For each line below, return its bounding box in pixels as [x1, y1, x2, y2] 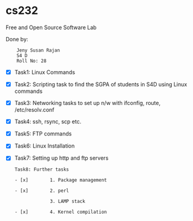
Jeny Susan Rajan [16, 47, 61, 53]
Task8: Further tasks [14, 166, 69, 173]
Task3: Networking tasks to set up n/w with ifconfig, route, [14, 100, 161, 107]
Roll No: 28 [16, 58, 47, 64]
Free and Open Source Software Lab [5, 24, 97, 31]
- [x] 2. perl [14, 188, 69, 194]
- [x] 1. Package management [14, 177, 107, 183]
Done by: [5, 35, 28, 42]
